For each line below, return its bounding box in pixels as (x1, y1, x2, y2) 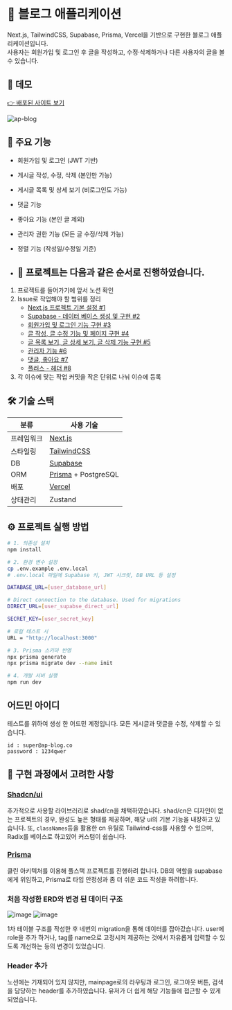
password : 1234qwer (7, 747, 67, 755)
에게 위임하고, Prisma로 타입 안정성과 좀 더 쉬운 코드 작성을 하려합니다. (7, 875, 199, 883)
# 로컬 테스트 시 (7, 628, 48, 635)
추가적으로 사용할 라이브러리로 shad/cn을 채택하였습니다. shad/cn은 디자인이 (7, 806, 217, 815)
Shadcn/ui (7, 790, 43, 799)
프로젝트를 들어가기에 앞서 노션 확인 (17, 286, 114, 294)
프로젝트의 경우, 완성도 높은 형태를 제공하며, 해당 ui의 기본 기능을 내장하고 (14, 815, 213, 823)
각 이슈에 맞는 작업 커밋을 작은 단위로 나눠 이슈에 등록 (17, 373, 161, 381)
